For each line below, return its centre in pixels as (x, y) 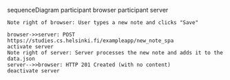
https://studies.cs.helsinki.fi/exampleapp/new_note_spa (91, 41)
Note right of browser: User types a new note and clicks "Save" (103, 23)
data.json (21, 59)
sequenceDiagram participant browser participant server (88, 10)
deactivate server (33, 71)
